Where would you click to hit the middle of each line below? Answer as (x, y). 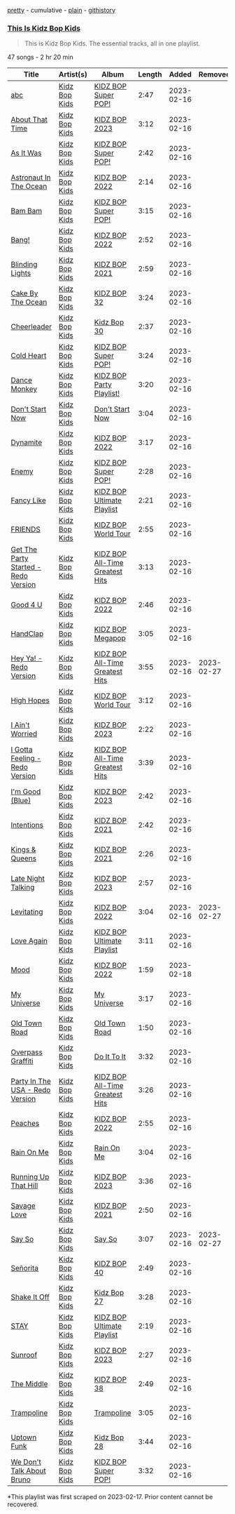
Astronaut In (31, 178)
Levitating (27, 912)
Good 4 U (27, 605)
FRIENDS (26, 529)
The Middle (29, 1384)
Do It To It (110, 1057)
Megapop (110, 638)
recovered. (23, 1504)
